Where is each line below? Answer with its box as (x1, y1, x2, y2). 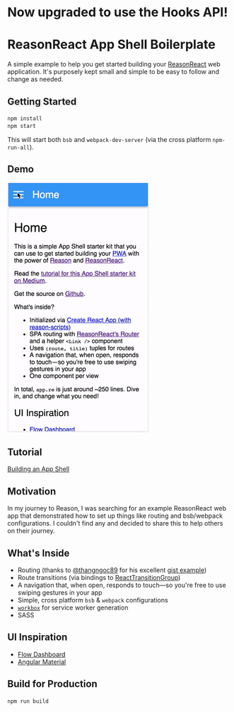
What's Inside (7, 547, 70, 559)
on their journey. (7, 527, 55, 535)
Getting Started (7, 95, 77, 107)
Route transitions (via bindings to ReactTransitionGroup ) (17, 573, 181, 581)
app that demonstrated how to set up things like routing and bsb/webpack (7, 511, 223, 520)
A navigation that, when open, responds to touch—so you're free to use (17, 581, 226, 589)
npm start (7, 122, 37, 129)
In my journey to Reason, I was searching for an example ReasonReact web (7, 504, 227, 513)
